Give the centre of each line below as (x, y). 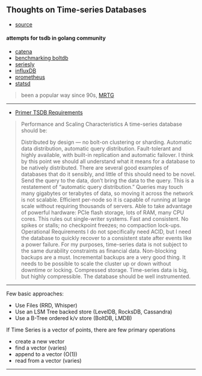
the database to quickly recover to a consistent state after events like (106, 238)
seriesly (25, 64)
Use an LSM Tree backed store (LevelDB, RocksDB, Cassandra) (93, 312)
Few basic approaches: (35, 294)
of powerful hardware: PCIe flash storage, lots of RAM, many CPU (103, 212)
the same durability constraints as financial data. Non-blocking (99, 251)
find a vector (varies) (41, 348)
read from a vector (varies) (48, 361)
